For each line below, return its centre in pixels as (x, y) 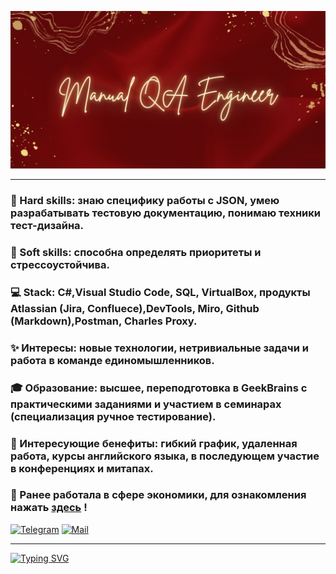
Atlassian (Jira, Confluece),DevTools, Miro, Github (135, 308)
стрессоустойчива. (60, 264)
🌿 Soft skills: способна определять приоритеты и (136, 252)
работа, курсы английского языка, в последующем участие (165, 456)
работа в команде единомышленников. (112, 360)
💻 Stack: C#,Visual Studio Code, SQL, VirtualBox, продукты (160, 292)
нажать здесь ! (49, 508)
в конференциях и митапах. (82, 468)
